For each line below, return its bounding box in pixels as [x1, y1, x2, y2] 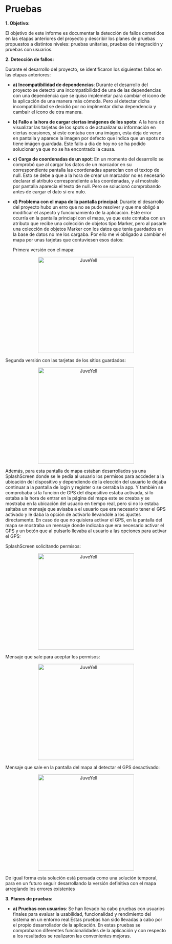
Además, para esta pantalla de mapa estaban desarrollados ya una [5, 468, 146, 474]
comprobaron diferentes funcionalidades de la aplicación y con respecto [12, 927, 166, 933]
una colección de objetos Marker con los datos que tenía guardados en [12, 226, 163, 232]
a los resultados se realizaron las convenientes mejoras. [12, 933, 132, 939]
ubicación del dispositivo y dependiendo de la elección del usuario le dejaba [5, 478, 166, 485]
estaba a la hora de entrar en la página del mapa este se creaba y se [5, 495, 150, 501]
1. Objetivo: [5, 20, 30, 26]
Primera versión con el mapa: [12, 247, 75, 253]
